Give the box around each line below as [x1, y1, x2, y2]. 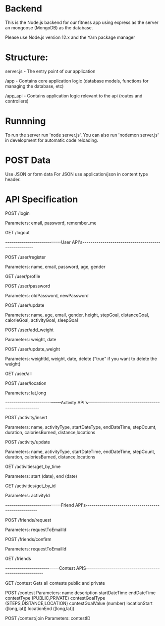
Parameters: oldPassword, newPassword [5, 292, 89, 298]
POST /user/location [5, 380, 47, 386]
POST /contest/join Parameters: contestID [5, 615, 91, 621]
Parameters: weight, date [5, 336, 56, 342]
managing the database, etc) [5, 83, 64, 89]
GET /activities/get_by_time [5, 463, 61, 469]
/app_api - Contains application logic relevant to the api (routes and [5, 92, 143, 98]
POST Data [5, 155, 51, 166]
